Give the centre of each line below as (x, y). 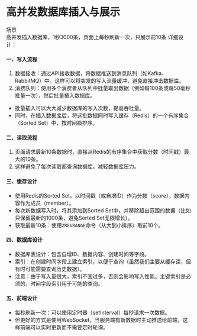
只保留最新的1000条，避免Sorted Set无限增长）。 (74, 218)
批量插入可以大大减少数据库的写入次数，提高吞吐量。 (80, 108)
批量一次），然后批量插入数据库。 (55, 96)
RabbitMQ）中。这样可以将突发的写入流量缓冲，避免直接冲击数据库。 (99, 81)
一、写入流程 (22, 59)
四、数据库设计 (24, 240)
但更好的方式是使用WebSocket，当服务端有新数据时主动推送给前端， (99, 319)
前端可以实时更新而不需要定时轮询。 (64, 327)
